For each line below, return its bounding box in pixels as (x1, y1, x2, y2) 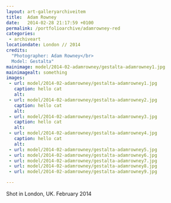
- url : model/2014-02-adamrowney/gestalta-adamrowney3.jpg (8, 113, 158, 119)
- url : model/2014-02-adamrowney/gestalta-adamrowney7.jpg (8, 158, 158, 164)
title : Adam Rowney (6, 14, 57, 20)
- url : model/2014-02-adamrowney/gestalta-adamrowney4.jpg (8, 130, 158, 137)
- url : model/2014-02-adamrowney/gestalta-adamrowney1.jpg (8, 81, 158, 87)
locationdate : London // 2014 (6, 42, 81, 48)
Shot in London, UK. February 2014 (6, 191, 92, 197)
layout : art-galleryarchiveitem (6, 8, 86, 15)
